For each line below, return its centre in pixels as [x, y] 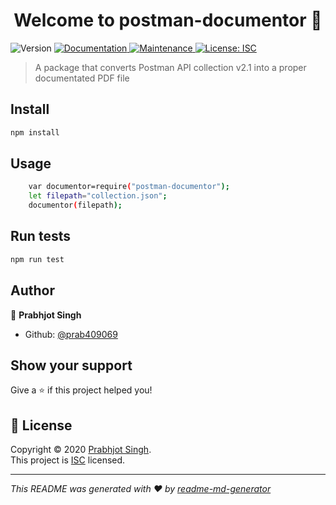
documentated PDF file [82, 78]
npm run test [37, 259]
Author [32, 290]
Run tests [40, 236]
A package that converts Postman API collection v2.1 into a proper [170, 67]
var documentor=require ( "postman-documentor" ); [129, 187]
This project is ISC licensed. [68, 460]
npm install [35, 132]
